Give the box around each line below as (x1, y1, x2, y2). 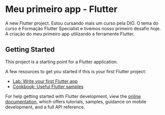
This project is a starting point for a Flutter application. (5, 59, 118, 65)
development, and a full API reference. (5, 104, 85, 110)
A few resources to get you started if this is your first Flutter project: (5, 68, 146, 74)
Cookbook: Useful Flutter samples (12, 83, 84, 89)
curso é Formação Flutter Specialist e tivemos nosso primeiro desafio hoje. (5, 25, 161, 31)
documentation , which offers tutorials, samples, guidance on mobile (5, 98, 146, 104)
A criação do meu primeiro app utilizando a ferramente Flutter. (5, 31, 135, 37)
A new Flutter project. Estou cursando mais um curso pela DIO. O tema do (5, 20, 159, 26)
